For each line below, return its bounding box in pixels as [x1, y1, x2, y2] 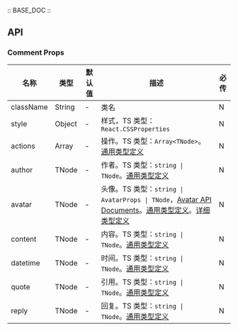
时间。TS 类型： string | [101, 253, 184, 263]
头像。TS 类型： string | [101, 184, 184, 193]
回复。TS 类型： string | [101, 301, 184, 310]
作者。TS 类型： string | [101, 159, 184, 169]
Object [55, 118, 77, 128]
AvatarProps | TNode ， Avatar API [101, 194, 212, 204]
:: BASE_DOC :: [7, 6, 52, 14]
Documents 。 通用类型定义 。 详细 [101, 205, 210, 215]
